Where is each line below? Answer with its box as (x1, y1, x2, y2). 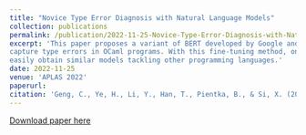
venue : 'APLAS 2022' (9, 73, 88, 82)
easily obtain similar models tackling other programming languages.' (9, 56, 283, 65)
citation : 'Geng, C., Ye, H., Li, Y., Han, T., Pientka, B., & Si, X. (9, 89, 283, 99)
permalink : (9, 30, 51, 39)
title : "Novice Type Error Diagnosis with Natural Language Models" (9, 13, 275, 23)
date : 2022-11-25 (9, 65, 76, 74)
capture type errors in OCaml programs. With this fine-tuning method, (9, 47, 287, 57)
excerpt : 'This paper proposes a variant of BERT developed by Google (9, 38, 283, 48)
